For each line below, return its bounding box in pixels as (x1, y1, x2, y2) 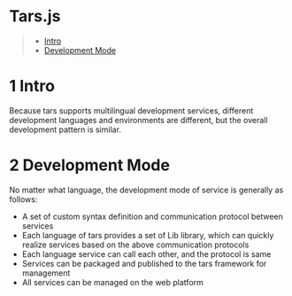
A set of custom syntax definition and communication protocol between (21, 211, 283, 222)
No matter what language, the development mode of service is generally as (9, 184, 284, 195)
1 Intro (9, 76, 56, 97)
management (21, 268, 71, 278)
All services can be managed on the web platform (21, 277, 204, 287)
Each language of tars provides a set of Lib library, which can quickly (21, 230, 274, 240)
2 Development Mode (9, 155, 171, 175)
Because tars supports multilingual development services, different (9, 105, 254, 116)
